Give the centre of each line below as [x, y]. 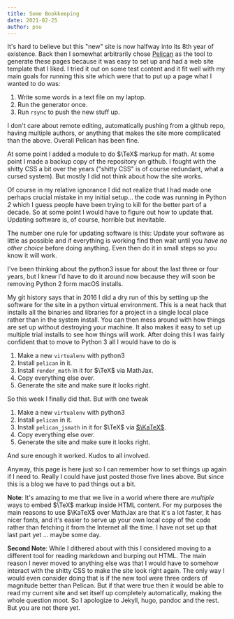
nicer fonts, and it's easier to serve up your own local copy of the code [109, 520]
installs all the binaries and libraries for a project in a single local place [108, 313]
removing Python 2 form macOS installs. [65, 284]
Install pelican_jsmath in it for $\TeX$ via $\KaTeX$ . [92, 427]
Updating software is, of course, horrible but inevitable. [87, 220]
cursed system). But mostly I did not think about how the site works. [105, 176]
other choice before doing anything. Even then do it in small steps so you [112, 248]
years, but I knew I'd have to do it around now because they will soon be [111, 276]
